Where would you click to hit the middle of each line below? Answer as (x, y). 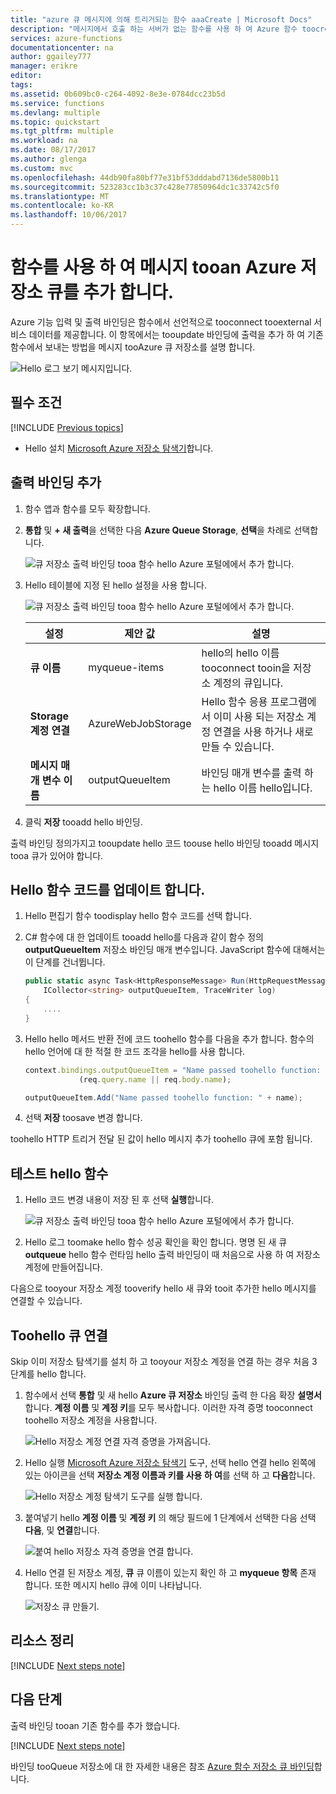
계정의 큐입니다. (248, 683)
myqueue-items (126, 667)
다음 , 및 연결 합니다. (62, 1530)
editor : (26, 76)
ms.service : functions (57, 103)
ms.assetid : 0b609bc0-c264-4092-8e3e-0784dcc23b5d (118, 94)
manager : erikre (44, 66)
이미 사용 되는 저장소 (259, 716)
